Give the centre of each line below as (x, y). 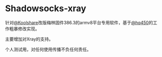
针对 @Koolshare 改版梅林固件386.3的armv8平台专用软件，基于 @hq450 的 (79, 22)
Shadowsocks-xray (46, 9)
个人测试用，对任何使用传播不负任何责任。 (48, 49)
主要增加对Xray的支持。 (29, 39)
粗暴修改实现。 (24, 28)
